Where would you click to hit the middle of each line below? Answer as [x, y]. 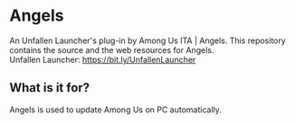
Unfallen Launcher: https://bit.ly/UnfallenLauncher [103, 59]
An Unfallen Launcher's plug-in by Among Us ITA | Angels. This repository [148, 40]
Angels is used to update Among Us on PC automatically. [115, 110]
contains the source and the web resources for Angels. [112, 49]
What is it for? [50, 88]
